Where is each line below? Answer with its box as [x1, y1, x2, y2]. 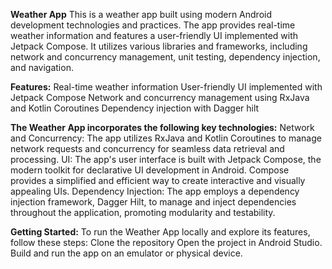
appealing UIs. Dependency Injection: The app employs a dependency [10, 185, 300, 197]
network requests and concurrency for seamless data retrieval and [10, 143, 285, 154]
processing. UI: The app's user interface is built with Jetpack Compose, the [10, 154, 322, 165]
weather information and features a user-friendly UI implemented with [10, 30, 299, 41]
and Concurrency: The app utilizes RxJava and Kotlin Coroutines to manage [10, 132, 322, 144]
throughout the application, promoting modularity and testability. [10, 207, 276, 218]
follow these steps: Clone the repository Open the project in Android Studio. [10, 237, 323, 248]
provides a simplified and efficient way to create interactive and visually [10, 175, 306, 186]
